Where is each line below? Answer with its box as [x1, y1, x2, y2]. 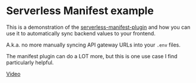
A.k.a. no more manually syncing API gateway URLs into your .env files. [6, 41, 181, 48]
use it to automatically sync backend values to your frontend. [6, 29, 156, 36]
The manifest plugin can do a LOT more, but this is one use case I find [6, 52, 178, 59]
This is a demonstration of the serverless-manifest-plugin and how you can [6, 24, 191, 31]
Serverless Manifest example [6, 4, 154, 18]
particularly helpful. [6, 59, 54, 66]
